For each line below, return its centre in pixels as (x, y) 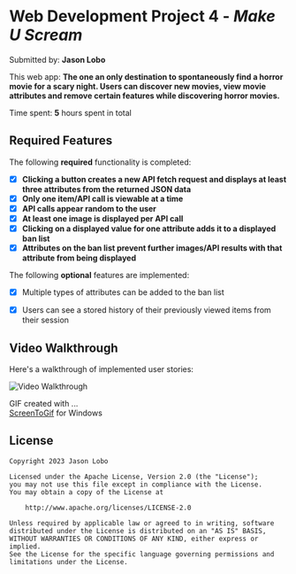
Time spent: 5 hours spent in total (71, 112)
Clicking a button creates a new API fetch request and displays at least (154, 179)
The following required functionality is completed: (100, 162)
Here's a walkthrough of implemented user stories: (102, 369)
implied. (25, 547)
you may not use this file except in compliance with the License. (136, 485)
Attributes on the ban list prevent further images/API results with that (152, 248)
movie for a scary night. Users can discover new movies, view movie (138, 86)
